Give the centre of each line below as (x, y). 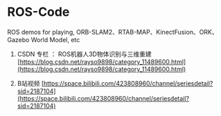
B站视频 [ (30, 83)
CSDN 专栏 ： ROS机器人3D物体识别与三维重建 (84, 54)
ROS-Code (38, 12)
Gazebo (18, 39)
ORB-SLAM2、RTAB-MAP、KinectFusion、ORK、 (147, 32)
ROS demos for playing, (41, 32)
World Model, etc (55, 39)
